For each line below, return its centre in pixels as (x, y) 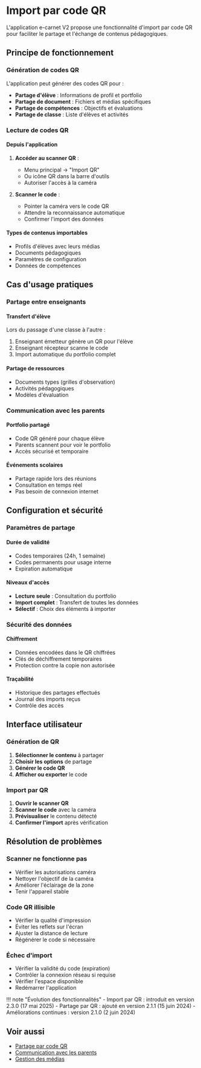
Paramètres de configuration (50, 259)
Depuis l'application (32, 145)
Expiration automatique (44, 569)
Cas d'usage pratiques (50, 285)
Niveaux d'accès (28, 582)
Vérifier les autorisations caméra (56, 872)
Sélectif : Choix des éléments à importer (65, 609)
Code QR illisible (31, 907)
